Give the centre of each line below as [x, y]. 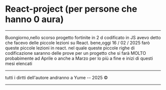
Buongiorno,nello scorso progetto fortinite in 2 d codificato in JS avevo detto [83, 37]
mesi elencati [19, 63]
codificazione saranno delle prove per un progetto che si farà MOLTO [76, 53]
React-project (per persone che [71, 9]
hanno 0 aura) [35, 19]
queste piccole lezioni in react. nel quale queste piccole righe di [70, 48]
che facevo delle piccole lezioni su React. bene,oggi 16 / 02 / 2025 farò [78, 43]
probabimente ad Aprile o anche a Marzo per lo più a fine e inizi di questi [79, 58]
